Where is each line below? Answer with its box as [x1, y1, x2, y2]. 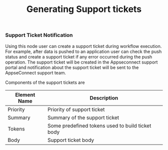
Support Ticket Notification [5, 31, 73, 38]
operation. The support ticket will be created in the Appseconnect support [5, 59, 158, 65]
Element [14, 91, 35, 98]
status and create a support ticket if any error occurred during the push [5, 53, 152, 59]
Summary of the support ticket [47, 114, 119, 121]
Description [89, 94, 118, 101]
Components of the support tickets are [5, 79, 85, 85]
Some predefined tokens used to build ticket [47, 122, 151, 129]
